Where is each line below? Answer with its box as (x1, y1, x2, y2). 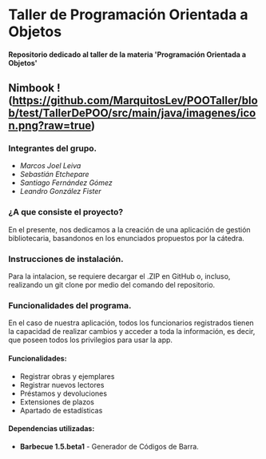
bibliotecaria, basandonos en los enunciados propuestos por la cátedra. (8, 233, 245, 243)
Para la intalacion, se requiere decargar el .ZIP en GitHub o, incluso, (8, 272, 231, 281)
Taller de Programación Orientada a (8, 6, 249, 24)
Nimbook (8, 82, 55, 95)
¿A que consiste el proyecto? (8, 207, 124, 218)
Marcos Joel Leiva (19, 161, 81, 171)
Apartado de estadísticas (19, 405, 103, 415)
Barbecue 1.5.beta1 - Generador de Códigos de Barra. (19, 441, 200, 451)
